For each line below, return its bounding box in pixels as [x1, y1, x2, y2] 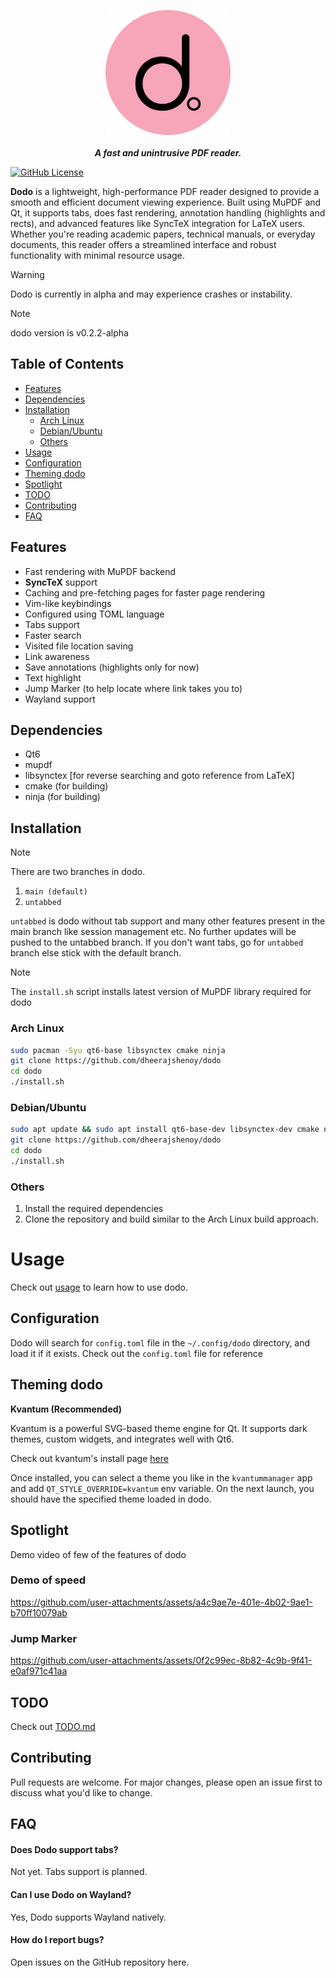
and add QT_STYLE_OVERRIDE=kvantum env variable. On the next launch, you [10, 1482, 315, 1494]
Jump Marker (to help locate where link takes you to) [24, 682, 243, 694]
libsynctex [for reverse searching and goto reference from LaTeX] [24, 770, 295, 782]
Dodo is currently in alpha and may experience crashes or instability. [10, 288, 293, 300]
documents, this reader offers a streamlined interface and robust [10, 239, 277, 250]
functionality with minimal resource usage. [10, 250, 185, 261]
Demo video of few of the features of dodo [10, 1548, 187, 1560]
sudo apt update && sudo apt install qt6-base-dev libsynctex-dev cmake [10, 1125, 320, 1135]
